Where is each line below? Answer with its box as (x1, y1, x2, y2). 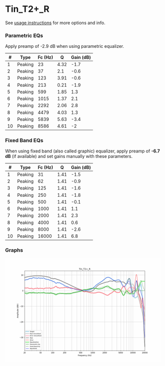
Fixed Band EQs (5, 137, 43, 144)
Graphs (5, 247, 23, 254)
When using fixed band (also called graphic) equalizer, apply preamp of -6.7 (5, 148, 160, 154)
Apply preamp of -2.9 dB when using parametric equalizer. (5, 43, 125, 49)
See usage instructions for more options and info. (5, 20, 106, 26)
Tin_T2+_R (5, 3, 50, 15)
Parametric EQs (5, 32, 43, 39)
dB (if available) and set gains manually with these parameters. (5, 153, 133, 159)
